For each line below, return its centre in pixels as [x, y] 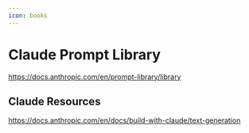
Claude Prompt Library [85, 54]
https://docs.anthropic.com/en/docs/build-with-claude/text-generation [124, 120]
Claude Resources [54, 101]
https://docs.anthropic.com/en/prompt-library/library [95, 77]
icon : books [28, 15]
